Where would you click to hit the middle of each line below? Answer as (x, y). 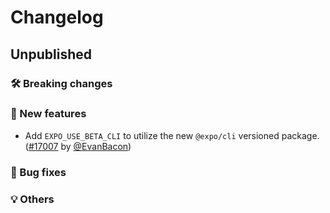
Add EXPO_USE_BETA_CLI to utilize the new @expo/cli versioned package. (172, 135)
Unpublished (51, 54)
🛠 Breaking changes (61, 83)
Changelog (57, 17)
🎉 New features (48, 114)
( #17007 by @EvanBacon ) (78, 146)
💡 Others (32, 199)
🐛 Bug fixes (38, 172)
